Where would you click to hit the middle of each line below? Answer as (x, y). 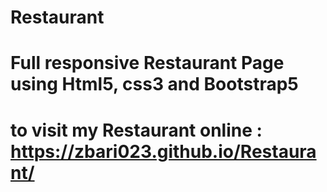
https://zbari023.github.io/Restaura (163, 151)
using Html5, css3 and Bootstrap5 (154, 84)
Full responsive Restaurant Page (147, 63)
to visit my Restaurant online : (136, 130)
